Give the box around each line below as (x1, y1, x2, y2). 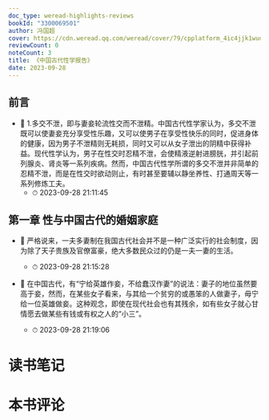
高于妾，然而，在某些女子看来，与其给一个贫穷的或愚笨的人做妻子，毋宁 (19, 289, 259, 299)
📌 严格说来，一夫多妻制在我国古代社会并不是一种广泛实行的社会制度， (19, 236, 251, 245)
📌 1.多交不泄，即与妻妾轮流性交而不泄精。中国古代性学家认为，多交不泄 (19, 118, 256, 128)
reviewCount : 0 (8, 42, 59, 50)
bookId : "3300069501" (8, 19, 81, 27)
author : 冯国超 (8, 26, 55, 34)
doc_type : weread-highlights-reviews (8, 11, 134, 20)
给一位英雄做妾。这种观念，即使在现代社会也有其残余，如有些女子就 (19, 299, 245, 309)
